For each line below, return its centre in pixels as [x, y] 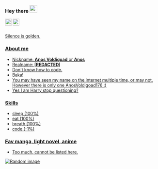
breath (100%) [26, 123]
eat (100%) [23, 118]
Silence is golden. [23, 36]
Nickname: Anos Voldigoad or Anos [48, 59]
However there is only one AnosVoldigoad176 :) [59, 85]
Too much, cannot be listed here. [45, 152]
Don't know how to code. [37, 69]
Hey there [17, 11]
